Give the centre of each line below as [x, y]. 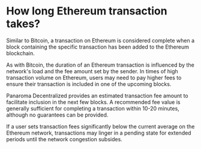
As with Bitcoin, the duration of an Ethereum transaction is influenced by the [100, 65]
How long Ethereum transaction [87, 11]
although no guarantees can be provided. [57, 115]
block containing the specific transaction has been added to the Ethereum [97, 47]
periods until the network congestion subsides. [64, 139]
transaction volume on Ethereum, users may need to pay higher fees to [94, 78]
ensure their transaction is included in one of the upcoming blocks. [89, 84]
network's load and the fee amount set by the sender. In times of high [92, 71]
